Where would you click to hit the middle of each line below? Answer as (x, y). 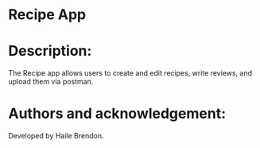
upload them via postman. (51, 82)
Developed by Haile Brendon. (56, 136)
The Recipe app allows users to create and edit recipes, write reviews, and (130, 73)
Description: (50, 51)
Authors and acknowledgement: (117, 114)
